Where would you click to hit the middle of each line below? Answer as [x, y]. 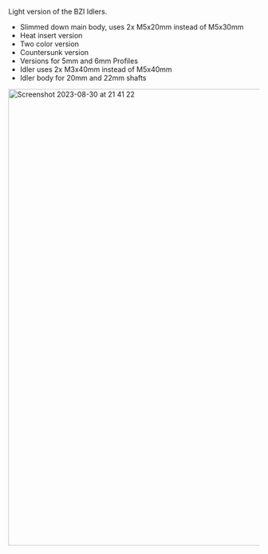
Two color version [49, 44]
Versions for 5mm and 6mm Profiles [79, 61]
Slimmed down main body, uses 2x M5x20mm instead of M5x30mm [132, 27]
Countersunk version [54, 52]
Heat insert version [51, 36]
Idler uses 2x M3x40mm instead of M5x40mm [96, 69]
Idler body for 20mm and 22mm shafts [83, 78]
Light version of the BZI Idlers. [58, 12]
